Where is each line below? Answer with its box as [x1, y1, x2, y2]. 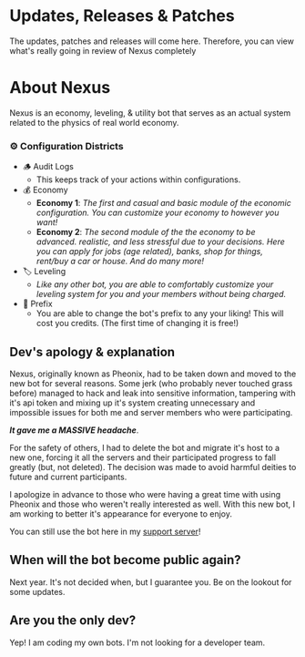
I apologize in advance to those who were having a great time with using [9, 488, 281, 499]
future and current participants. [9, 471, 127, 482]
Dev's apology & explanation [9, 344, 176, 360]
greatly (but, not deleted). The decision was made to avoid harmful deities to [9, 461, 297, 472]
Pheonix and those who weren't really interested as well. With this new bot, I [9, 498, 296, 509]
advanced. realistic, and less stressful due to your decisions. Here [36, 236, 285, 247]
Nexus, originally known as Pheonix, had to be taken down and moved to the [9, 368, 297, 379]
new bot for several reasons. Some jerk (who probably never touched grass [9, 377, 293, 388]
